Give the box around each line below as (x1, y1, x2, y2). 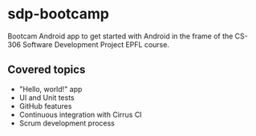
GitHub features (18, 101, 72, 110)
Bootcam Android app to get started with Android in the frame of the (7, 31, 234, 41)
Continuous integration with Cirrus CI (18, 110, 142, 119)
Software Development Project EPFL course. (22, 39, 170, 49)
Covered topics (7, 63, 86, 77)
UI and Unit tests (18, 93, 75, 102)
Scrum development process (18, 118, 116, 128)
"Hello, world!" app (18, 84, 83, 94)
